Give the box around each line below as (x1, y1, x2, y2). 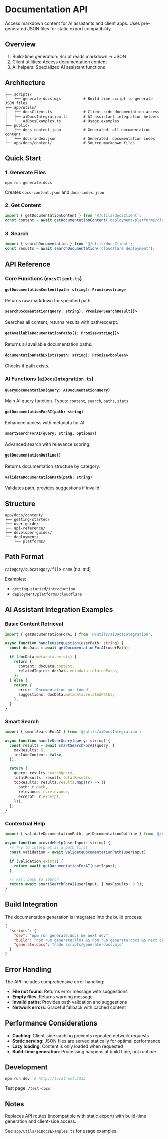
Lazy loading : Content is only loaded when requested (12, 1043, 123, 1049)
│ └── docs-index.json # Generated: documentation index (5, 136, 155, 141)
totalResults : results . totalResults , (14, 775, 93, 780)
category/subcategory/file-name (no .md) (5, 566, 91, 572)
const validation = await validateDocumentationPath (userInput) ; (9, 850, 149, 855)
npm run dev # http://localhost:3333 (5, 1076, 86, 1081)
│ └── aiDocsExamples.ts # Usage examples (5, 118, 120, 124)
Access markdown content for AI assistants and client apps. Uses (5, 20, 140, 26)
